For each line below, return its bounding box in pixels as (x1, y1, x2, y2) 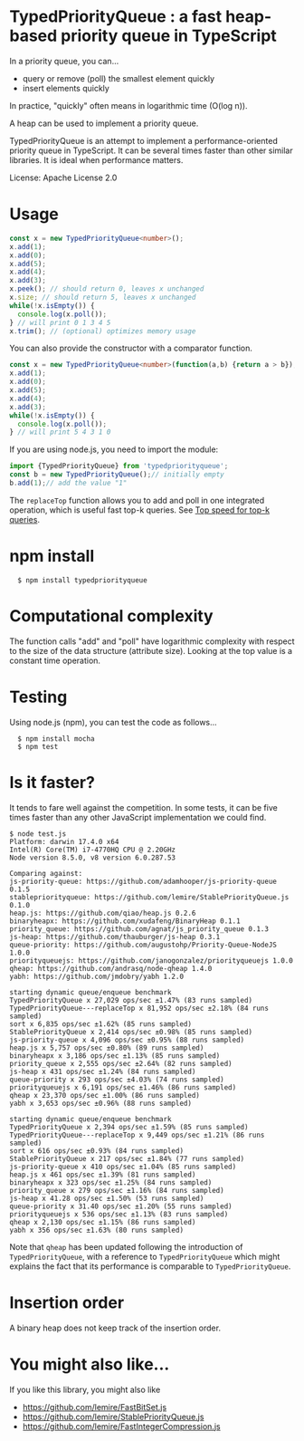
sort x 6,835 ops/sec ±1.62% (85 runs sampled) (9, 1019, 193, 1029)
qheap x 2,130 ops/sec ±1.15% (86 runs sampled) (9, 1217, 196, 1226)
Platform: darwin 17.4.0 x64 (9, 837, 119, 846)
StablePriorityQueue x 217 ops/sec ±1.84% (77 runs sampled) (9, 1154, 245, 1163)
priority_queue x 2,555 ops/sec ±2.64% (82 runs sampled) (9, 1059, 233, 1068)
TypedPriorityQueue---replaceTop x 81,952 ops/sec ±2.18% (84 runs (9, 1004, 270, 1013)
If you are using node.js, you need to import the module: (9, 444, 219, 455)
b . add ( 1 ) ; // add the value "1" (9, 478, 128, 487)
